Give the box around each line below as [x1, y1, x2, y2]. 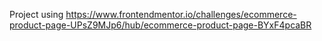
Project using [9, 9, 64, 20]
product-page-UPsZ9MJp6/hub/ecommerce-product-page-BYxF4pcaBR [9, 19, 312, 31]
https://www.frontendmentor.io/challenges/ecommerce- [65, 9, 297, 20]
